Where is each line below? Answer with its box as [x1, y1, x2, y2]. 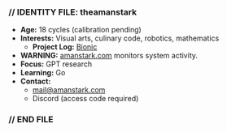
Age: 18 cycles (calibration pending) [20, 25, 142, 35]
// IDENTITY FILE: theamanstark [8, 6, 137, 18]
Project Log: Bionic [32, 42, 98, 52]
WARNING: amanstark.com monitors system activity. [20, 51, 198, 61]
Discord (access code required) [32, 94, 139, 104]
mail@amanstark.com [32, 85, 106, 95]
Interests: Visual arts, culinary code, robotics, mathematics [20, 33, 220, 43]
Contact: [20, 76, 51, 87]
